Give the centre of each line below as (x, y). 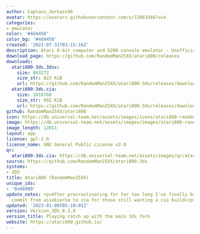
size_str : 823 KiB (40, 78)
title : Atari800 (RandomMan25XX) (48, 178)
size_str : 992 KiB (40, 100)
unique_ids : (21, 183)
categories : (21, 23)
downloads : (20, 61)
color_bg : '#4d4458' (32, 39)
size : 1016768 (34, 95)
